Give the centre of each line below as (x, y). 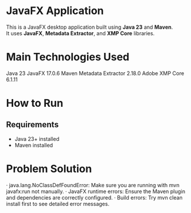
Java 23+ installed (37, 138)
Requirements (32, 125)
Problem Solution (49, 169)
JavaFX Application (55, 11)
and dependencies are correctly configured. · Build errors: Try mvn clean (94, 197)
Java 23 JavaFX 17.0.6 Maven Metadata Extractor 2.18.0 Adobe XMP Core (95, 73)
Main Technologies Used (68, 57)
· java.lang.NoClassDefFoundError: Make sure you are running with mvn (93, 185)
